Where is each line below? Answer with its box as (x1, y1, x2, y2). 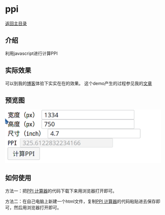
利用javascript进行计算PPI (5, 50, 58, 56)
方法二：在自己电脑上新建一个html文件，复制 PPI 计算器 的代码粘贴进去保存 (5, 198, 157, 204)
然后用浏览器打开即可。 (13, 204, 62, 211)
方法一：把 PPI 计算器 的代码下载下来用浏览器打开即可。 (5, 188, 117, 194)
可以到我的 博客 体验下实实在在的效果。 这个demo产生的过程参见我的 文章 (5, 80, 152, 86)
